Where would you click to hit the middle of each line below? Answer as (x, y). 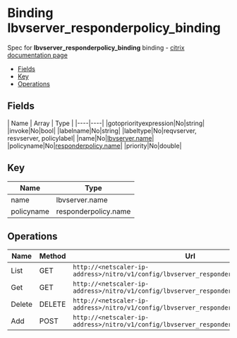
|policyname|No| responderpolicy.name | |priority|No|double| (95, 146)
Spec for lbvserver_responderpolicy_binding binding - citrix (96, 47)
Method (53, 256)
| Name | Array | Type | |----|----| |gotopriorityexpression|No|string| (106, 123)
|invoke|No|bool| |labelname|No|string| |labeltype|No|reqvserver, (102, 130)
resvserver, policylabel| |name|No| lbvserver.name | (81, 138)
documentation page (38, 55)
